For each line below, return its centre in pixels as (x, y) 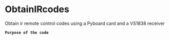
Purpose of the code (27, 32)
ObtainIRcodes (37, 9)
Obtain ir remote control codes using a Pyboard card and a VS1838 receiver (85, 23)
